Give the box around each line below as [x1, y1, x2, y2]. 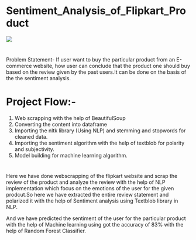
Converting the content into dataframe [14, 121, 107, 128]
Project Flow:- [6, 95, 76, 109]
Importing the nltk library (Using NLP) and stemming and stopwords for [14, 127, 186, 134]
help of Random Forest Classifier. [6, 227, 87, 235]
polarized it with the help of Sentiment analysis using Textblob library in [6, 197, 178, 204]
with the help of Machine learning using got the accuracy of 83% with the [6, 221, 184, 228]
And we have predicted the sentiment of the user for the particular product [6, 215, 186, 222]
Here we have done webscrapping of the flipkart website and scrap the [6, 173, 178, 180]
